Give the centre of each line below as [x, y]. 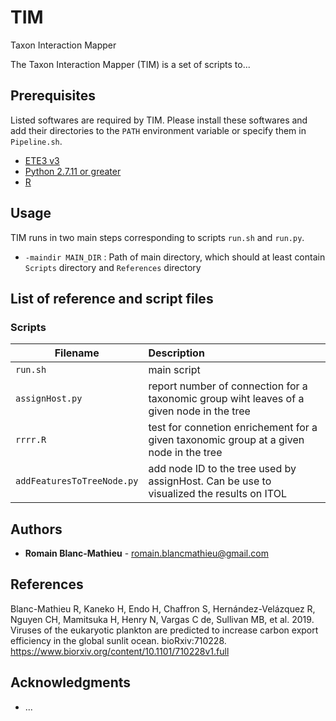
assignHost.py [49, 399]
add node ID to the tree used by [222, 469]
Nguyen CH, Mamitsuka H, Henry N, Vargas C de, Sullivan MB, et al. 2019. [162, 619]
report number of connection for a [228, 386]
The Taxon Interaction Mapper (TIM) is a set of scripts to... [130, 64]
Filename [77, 353]
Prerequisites [53, 96]
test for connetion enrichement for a [233, 428]
